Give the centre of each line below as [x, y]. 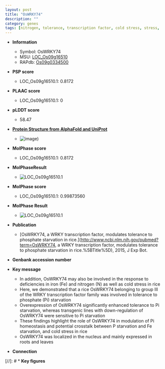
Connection [24, 352]
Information [25, 42]
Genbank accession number [42, 260]
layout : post [18, 10]
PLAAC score [26, 91]
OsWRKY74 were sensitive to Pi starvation [62, 316]
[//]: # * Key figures [25, 361]
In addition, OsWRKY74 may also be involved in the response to [84, 279]
